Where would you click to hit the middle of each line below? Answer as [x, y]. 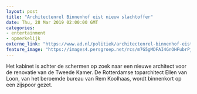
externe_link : [23, 44]
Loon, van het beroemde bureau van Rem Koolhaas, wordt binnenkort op [94, 78]
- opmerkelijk [23, 39]
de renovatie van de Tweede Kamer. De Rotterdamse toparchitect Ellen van [97, 72]
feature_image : [25, 50]
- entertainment [26, 33]
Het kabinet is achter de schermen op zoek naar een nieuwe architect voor [96, 66]
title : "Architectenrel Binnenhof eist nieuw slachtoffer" [80, 17]
